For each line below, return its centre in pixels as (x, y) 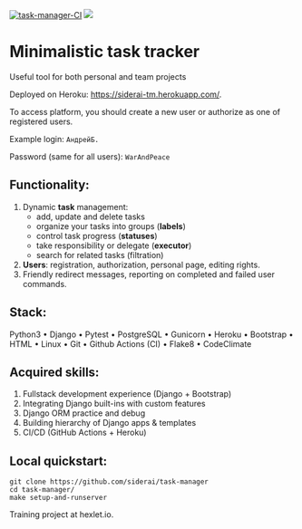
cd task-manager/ (42, 490)
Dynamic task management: (75, 207)
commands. (44, 284)
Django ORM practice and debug (84, 413)
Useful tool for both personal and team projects (98, 76)
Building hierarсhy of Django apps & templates (109, 423)
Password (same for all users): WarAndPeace (90, 156)
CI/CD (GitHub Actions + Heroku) (84, 433)
